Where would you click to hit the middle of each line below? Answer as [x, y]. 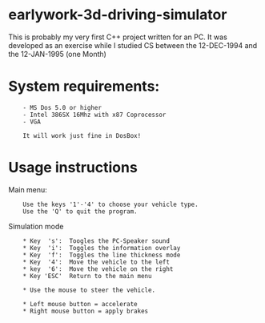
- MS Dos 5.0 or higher [62, 107]
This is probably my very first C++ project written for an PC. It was [118, 37]
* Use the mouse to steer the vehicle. [89, 290]
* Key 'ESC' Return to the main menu [87, 276]
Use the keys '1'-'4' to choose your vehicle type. [110, 204]
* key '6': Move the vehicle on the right [98, 269]
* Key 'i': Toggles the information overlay [102, 248]
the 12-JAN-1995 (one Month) [57, 54]
